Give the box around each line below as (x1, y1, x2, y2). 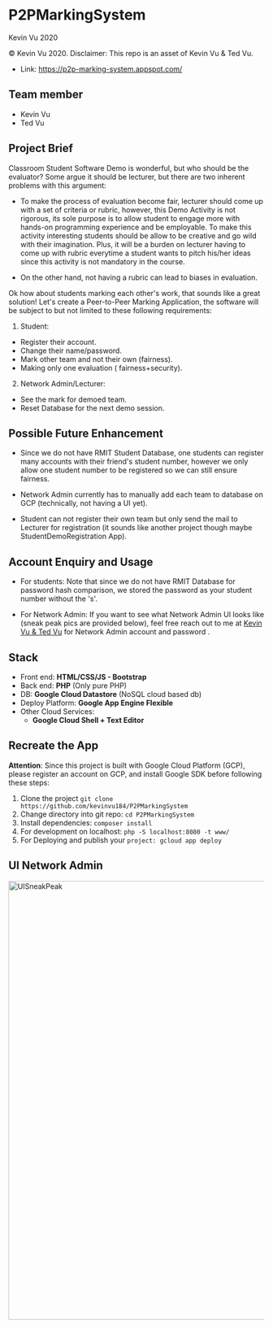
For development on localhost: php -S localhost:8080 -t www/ (19, 826, 230, 836)
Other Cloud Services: (19, 707, 95, 716)
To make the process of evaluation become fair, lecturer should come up (19, 196, 264, 206)
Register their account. (19, 337, 97, 346)
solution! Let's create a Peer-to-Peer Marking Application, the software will (8, 297, 259, 307)
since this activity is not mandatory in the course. (19, 256, 185, 266)
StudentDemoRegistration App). (19, 531, 128, 542)
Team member (8, 88, 84, 102)
